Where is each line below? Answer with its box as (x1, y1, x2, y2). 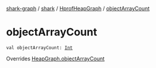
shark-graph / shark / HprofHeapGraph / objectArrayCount (6, 5, 150, 12)
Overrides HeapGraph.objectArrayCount (6, 55, 105, 62)
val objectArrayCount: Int (6, 45, 73, 50)
